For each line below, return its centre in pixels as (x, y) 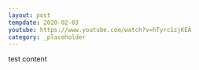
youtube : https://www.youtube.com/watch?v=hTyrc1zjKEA (100, 30)
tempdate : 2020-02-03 (44, 23)
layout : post (29, 15)
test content (28, 59)
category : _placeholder (47, 37)
